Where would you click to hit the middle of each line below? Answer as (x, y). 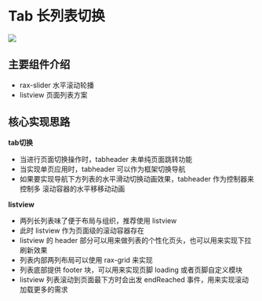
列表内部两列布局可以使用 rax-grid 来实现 (86, 259)
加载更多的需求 (44, 289)
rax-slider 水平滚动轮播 (56, 85)
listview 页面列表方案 (53, 94)
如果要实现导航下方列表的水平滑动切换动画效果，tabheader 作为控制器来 (137, 178)
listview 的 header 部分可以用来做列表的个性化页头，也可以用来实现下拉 (135, 240)
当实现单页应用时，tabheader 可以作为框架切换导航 (102, 169)
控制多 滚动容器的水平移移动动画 (72, 189)
